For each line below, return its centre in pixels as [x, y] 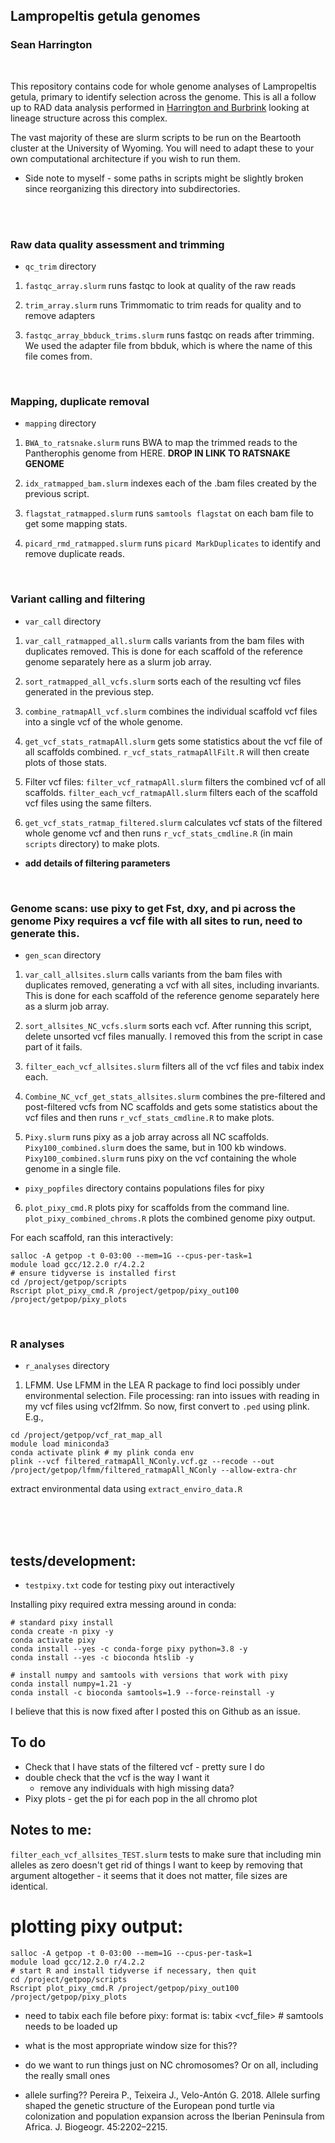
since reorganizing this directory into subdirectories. [132, 188]
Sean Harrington [51, 45]
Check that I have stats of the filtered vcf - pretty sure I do [144, 1766]
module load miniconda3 [60, 1444]
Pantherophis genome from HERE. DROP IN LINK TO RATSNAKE [157, 453]
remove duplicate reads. [75, 554]
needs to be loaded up [71, 2026]
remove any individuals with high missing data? [137, 1788]
